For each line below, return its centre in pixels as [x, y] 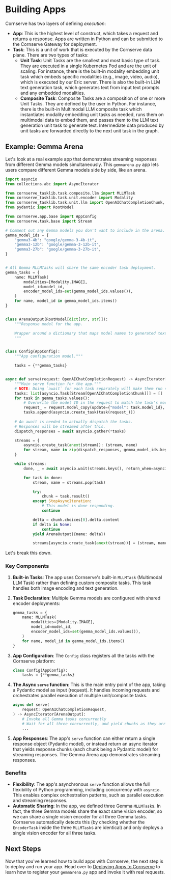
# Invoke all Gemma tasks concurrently [64, 719]
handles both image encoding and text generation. [65, 588]
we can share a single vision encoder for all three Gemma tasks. [80, 816]
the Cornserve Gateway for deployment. [55, 44]
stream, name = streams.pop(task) [69, 482]
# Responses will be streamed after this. [60, 426]
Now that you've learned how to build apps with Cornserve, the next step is [84, 861]
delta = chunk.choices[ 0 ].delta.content [76, 520]
